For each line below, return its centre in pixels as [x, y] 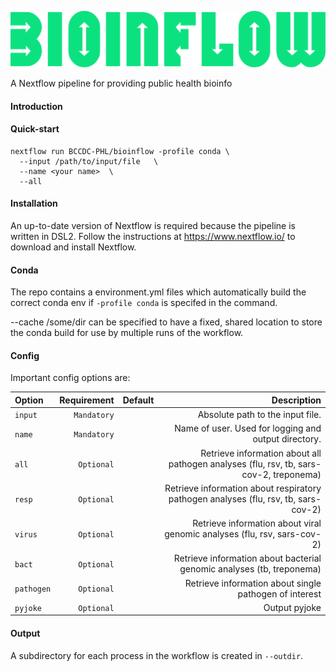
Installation [34, 203]
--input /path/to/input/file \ [89, 161]
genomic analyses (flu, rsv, [220, 534]
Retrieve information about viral [257, 523]
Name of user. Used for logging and [248, 428]
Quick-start [35, 129]
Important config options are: [70, 378]
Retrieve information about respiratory [243, 488]
